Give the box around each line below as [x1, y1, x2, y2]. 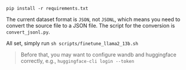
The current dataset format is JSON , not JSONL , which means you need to [6, 16, 181, 23]
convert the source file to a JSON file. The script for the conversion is [6, 22, 175, 29]
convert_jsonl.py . [6, 28, 50, 35]
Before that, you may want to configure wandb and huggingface [20, 51, 177, 58]
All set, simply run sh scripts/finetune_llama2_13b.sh [6, 40, 139, 46]
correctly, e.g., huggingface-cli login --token [20, 58, 135, 64]
